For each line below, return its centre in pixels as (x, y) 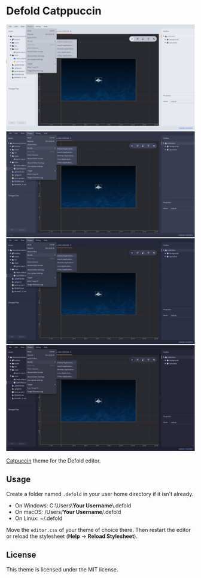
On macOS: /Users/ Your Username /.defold (68, 512)
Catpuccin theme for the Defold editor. (54, 460)
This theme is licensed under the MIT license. (62, 569)
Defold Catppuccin (54, 11)
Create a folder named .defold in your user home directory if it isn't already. (100, 494)
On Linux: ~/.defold (39, 518)
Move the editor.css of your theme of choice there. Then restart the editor (99, 530)
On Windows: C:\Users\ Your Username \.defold (73, 505)
